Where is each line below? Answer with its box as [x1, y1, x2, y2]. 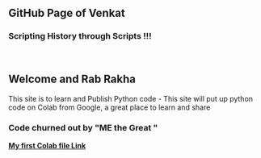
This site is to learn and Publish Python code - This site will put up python [8, 94, 253, 103]
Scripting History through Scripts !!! [8, 31, 152, 42]
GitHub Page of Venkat [8, 6, 125, 20]
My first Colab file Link [8, 140, 86, 150]
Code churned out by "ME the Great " [8, 123, 158, 134]
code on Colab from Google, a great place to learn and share [8, 102, 211, 112]
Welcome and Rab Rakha [8, 73, 136, 86]
